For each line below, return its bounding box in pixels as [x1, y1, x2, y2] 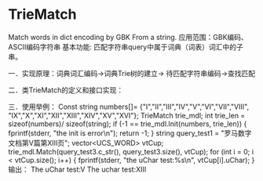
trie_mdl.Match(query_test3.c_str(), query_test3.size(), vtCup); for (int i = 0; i [8, 147, 254, 156]
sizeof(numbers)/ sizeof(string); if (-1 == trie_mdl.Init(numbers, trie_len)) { [8, 119, 247, 129]
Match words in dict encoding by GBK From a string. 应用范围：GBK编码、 [8, 32, 249, 42]
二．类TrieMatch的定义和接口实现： [8, 85, 124, 95]
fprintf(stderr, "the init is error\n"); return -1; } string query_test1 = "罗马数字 [8, 128, 253, 138]
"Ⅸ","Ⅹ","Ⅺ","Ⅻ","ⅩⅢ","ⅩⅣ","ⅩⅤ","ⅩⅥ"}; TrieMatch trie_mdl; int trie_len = [8, 110, 246, 120]
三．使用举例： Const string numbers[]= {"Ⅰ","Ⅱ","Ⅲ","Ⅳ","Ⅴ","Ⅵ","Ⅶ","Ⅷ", [8, 102, 250, 111]
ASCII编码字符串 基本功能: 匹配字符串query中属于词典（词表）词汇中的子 [8, 42, 243, 52]
